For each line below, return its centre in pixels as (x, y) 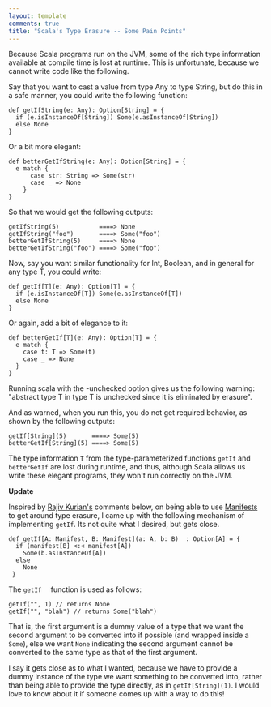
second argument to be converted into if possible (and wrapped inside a (129, 635)
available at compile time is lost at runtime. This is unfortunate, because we (134, 62)
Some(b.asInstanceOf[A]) (65, 553)
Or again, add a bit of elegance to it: (68, 323)
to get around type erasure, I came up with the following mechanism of (127, 516)
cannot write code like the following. (69, 71)
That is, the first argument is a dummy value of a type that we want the (126, 627)
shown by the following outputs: (62, 422)
